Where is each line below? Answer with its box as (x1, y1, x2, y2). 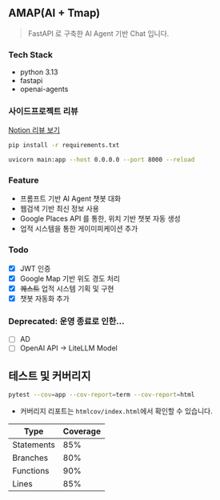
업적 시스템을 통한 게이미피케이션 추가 (19, 224, 138, 234)
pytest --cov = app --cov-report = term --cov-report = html (8, 391, 195, 399)
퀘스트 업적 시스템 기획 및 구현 (19, 283, 114, 293)
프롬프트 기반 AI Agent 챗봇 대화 (19, 194, 122, 203)
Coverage (62, 426, 102, 437)
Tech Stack (8, 49, 54, 60)
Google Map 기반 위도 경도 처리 (19, 274, 120, 283)
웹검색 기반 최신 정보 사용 (19, 204, 100, 214)
